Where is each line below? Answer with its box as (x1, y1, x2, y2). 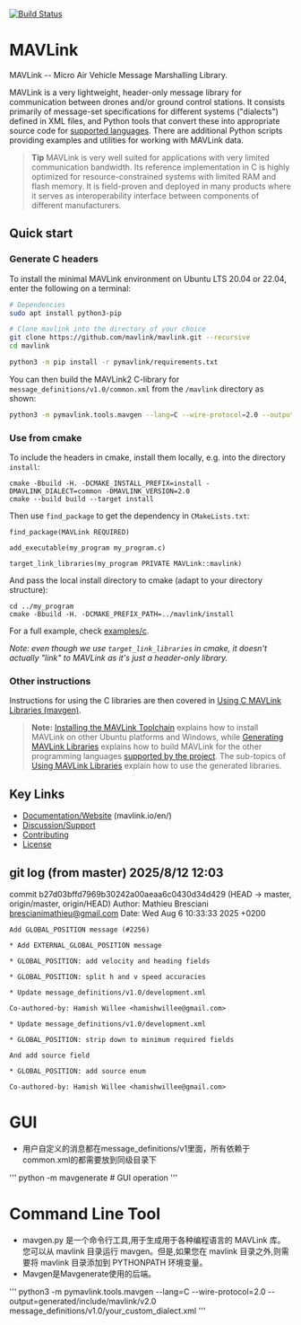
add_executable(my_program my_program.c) (9, 543, 167, 552)
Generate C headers (9, 252, 99, 265)
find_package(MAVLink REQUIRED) (9, 528, 130, 537)
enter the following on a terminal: (9, 283, 132, 294)
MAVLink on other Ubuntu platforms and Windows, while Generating (30, 732, 284, 743)
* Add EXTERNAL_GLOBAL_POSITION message (9, 941, 163, 950)
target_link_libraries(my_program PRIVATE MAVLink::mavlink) (9, 560, 243, 569)
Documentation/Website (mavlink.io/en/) (21, 810, 172, 821)
